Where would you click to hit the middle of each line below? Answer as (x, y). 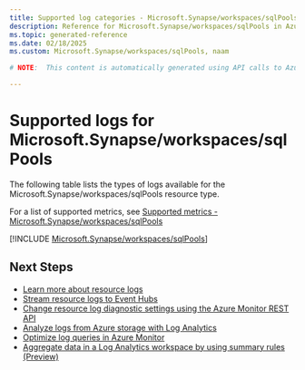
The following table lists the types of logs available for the (118, 184)
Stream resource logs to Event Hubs (90, 298)
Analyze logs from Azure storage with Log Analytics (120, 327)
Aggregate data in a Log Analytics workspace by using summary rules (154, 346)
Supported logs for (82, 121)
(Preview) (40, 356)
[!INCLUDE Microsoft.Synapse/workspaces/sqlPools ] (109, 239)
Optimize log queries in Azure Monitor (93, 337)
